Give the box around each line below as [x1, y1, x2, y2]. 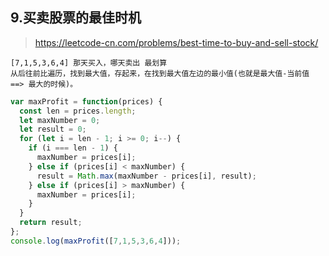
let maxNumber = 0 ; [19, 115, 101, 125]
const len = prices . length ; [19, 106, 137, 116]
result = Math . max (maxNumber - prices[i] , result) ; [36, 171, 257, 181]
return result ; [19, 218, 83, 228]
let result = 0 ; [19, 124, 87, 135]
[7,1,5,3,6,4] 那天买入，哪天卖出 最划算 [10, 58, 168, 68]
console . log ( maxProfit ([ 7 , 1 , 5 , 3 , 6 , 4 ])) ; [10, 236, 182, 246]
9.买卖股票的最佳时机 [10, 9, 142, 27]
